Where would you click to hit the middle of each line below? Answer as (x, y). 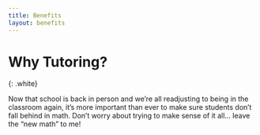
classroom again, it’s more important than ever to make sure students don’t (130, 107)
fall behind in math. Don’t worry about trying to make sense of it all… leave (129, 116)
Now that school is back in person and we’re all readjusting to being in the (128, 99)
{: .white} (23, 84)
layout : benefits (37, 23)
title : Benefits (35, 15)
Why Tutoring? (58, 62)
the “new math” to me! (45, 124)
